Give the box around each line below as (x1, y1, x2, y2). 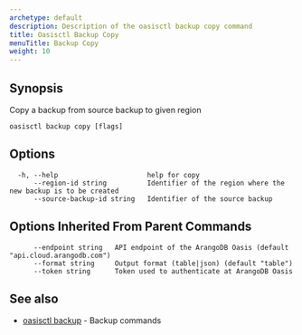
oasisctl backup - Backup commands (22, 315, 162, 326)
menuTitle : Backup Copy (9, 38, 99, 48)
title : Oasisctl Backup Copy (9, 30, 119, 39)
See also (9, 291, 59, 306)
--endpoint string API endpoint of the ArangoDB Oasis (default (33, 243, 289, 252)
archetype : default (9, 13, 83, 23)
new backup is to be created (9, 187, 119, 196)
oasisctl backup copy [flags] (9, 121, 124, 131)
